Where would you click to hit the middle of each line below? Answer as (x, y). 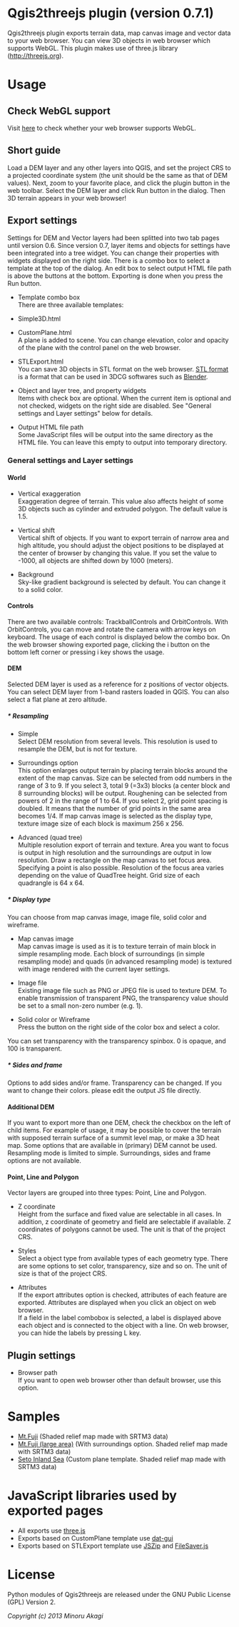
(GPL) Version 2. (31, 1602)
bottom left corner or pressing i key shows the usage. (86, 652)
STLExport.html (41, 361)
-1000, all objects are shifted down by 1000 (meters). (95, 560)
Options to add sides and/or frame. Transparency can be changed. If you (115, 1083)
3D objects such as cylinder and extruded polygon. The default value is (123, 509)
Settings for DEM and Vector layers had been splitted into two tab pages (113, 238)
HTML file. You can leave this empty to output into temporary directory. (122, 442)
